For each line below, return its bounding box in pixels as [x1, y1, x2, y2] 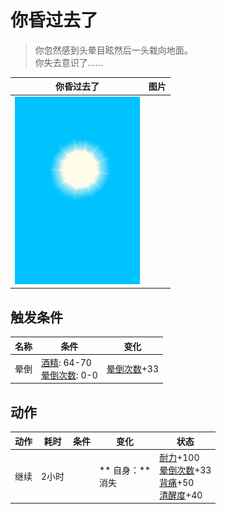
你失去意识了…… [34, 56, 103, 68]
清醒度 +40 [159, 489, 203, 501]
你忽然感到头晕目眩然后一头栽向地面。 [34, 44, 193, 56]
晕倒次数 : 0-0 [41, 369, 98, 381]
